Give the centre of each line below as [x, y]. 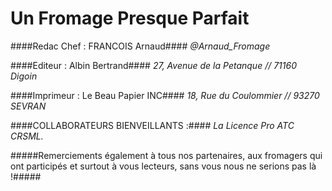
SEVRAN [28, 106]
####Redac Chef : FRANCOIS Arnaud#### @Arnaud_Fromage [140, 46]
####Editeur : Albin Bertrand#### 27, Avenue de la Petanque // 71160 [153, 65]
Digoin [24, 76]
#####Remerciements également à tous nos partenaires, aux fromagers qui [166, 155]
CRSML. [27, 136]
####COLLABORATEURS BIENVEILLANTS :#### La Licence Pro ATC [152, 125]
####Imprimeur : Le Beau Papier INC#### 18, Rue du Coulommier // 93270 [165, 95]
